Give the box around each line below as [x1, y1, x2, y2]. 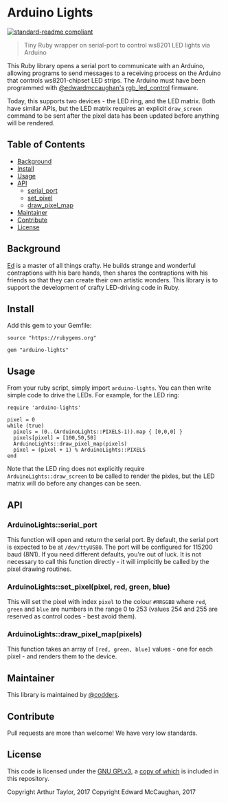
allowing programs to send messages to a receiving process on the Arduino [7, 69, 221, 77]
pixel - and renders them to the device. [7, 652, 117, 660]
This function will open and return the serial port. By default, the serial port [7, 535, 218, 543]
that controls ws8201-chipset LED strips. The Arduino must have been [7, 76, 206, 84]
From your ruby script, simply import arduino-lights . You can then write [7, 384, 212, 392]
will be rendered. [7, 118, 55, 127]
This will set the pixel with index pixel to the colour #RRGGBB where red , [7, 598, 207, 606]
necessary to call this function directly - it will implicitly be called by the [7, 557, 209, 565]
